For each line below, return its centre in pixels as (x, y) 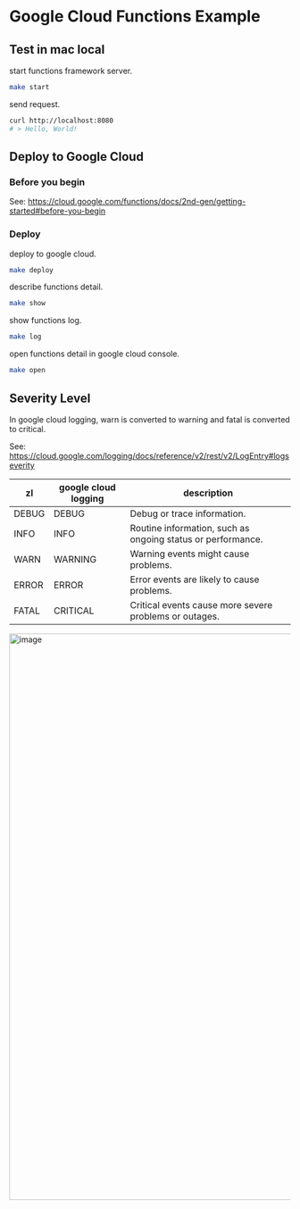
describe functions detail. (56, 287)
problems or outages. (175, 616)
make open (28, 371)
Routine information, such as (190, 528)
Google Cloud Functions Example (135, 17)
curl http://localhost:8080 (62, 121)
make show (28, 304)
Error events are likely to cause (195, 579)
